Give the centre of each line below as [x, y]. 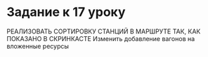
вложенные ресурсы [38, 46]
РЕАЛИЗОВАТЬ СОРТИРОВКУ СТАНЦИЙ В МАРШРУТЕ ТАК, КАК [104, 31]
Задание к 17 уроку [66, 12]
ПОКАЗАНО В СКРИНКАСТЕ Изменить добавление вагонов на [101, 38]
